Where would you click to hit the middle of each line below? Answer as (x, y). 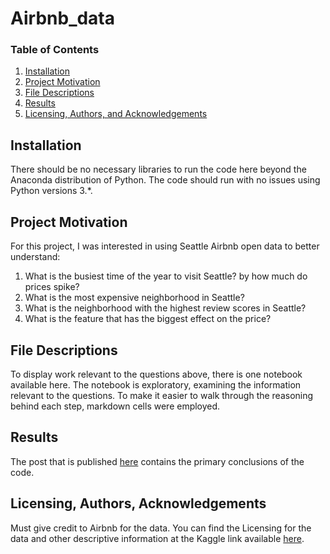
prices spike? (52, 287)
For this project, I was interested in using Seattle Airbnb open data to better (165, 246)
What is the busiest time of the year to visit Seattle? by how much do (166, 276)
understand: (35, 257)
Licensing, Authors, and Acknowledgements (116, 114)
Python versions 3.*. (51, 191)
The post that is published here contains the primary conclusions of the (157, 461)
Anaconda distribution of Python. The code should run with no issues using (165, 180)
